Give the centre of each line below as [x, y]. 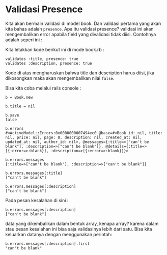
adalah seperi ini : [24, 40]
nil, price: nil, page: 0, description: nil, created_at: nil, [74, 137]
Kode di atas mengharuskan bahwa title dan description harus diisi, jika [80, 73]
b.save [12, 115]
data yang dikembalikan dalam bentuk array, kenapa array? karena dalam [82, 223]
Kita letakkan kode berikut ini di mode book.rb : [55, 49]
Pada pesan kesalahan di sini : [37, 200]
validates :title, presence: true [42, 59]
